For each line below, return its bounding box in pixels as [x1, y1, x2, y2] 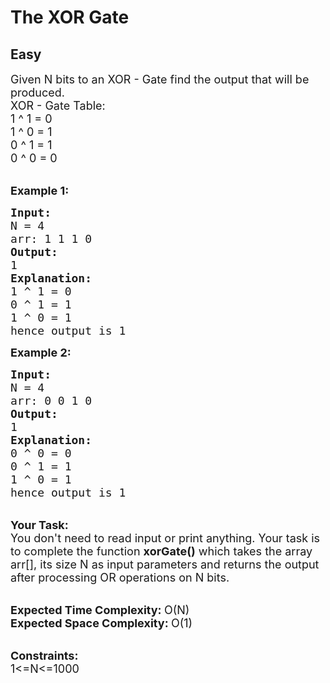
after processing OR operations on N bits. [10, 571, 230, 585]
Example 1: [10, 184, 70, 198]
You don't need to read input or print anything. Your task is [10, 531, 321, 545]
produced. [10, 86, 65, 100]
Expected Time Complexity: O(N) [10, 603, 190, 617]
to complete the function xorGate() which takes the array [10, 544, 313, 558]
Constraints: [10, 649, 79, 663]
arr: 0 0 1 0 [10, 394, 93, 408]
